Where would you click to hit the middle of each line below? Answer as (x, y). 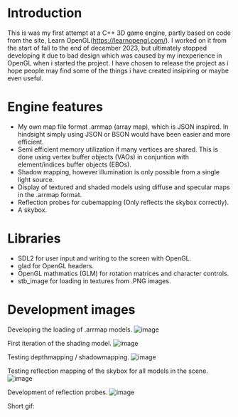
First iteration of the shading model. (60, 343)
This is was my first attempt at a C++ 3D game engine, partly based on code (119, 33)
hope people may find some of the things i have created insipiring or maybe (118, 70)
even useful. (26, 78)
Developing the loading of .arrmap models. (70, 329)
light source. (36, 179)
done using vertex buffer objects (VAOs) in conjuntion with (103, 157)
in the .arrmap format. (50, 194)
